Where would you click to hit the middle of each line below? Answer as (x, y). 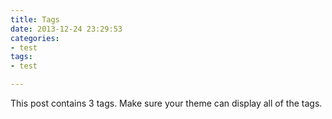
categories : (35, 38)
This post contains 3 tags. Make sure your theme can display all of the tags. (166, 103)
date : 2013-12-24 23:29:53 (66, 29)
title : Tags (35, 19)
